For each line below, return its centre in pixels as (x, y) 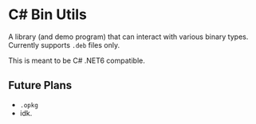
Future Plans (40, 85)
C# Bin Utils (48, 15)
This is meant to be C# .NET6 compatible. (77, 60)
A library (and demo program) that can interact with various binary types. (128, 37)
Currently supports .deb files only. (64, 45)
